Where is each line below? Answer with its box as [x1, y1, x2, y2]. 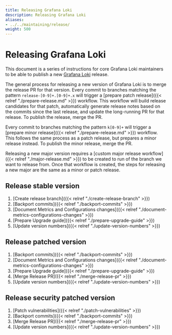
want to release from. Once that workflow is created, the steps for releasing [5, 162, 165, 168]
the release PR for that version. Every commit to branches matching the [5, 87, 157, 93]
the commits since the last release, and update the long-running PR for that [5, 109, 164, 115]
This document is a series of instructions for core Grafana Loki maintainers [5, 66, 163, 72]
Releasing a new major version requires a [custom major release [5, 150, 141, 157]
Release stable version [5, 182, 80, 190]
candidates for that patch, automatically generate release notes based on [5, 103, 161, 110]
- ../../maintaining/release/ [5, 22, 70, 27]
